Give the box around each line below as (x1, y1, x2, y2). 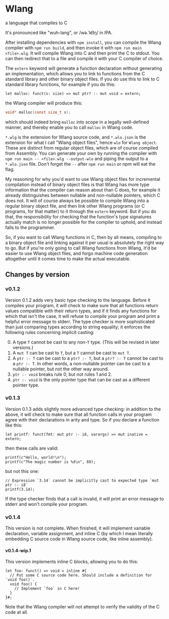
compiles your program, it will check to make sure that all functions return (5, 302, 158, 308)
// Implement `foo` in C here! (14, 586, 80, 591)
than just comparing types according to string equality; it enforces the (5, 324, 151, 330)
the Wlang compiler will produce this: (5, 100, 83, 106)
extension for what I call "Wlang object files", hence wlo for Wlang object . (5, 139, 157, 146)
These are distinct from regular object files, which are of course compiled (5, 145, 158, 151)
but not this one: (5, 468, 39, 474)
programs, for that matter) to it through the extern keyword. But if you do (5, 208, 156, 214)
